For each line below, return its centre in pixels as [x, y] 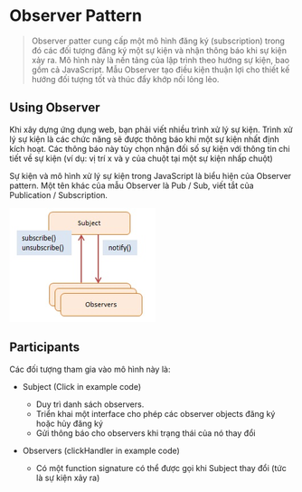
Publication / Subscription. [59, 194]
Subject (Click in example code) [82, 386]
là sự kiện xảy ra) [68, 478]
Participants [44, 348]
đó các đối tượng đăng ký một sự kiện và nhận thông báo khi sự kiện [159, 50]
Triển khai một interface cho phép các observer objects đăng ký [156, 413]
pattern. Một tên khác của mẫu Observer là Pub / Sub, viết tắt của [132, 185]
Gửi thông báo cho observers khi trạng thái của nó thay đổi [146, 433]
